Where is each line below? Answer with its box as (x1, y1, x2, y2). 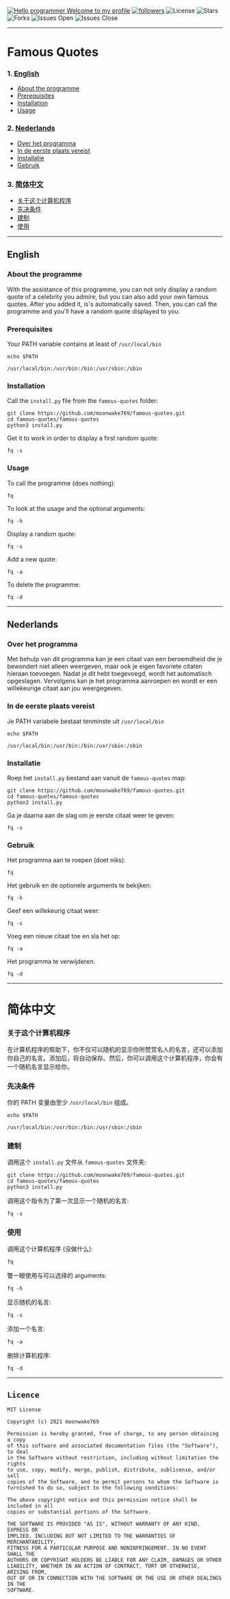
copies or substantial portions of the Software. (7, 1509, 152, 1516)
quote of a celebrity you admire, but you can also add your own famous (7, 292, 209, 300)
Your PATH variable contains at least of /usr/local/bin (7, 340, 162, 349)
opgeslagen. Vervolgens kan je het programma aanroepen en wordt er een (7, 677, 218, 685)
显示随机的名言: (7, 1298, 51, 1306)
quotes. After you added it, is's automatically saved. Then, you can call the (7, 300, 218, 308)
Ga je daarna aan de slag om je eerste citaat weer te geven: (7, 811, 175, 819)
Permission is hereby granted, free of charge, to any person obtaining (7, 1431, 219, 1437)
